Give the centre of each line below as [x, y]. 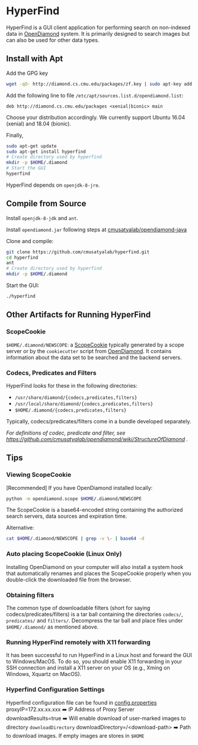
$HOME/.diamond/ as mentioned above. [52, 627]
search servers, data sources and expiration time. [67, 516]
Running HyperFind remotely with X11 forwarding [78, 642]
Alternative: [20, 528]
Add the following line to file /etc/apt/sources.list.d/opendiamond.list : [95, 95]
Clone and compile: [30, 241]
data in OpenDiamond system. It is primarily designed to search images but [98, 33]
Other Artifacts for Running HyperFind [79, 315]
